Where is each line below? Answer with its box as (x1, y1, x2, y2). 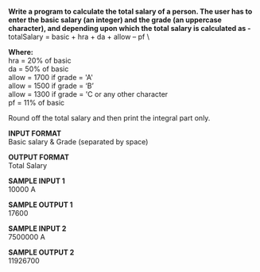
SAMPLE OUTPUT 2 (8, 247, 75, 257)
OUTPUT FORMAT (8, 152, 70, 162)
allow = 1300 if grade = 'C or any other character (8, 90, 169, 98)
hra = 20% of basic (8, 56, 72, 65)
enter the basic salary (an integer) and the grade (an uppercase (8, 15, 223, 25)
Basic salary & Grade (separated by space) (8, 137, 149, 146)
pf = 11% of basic (8, 98, 65, 107)
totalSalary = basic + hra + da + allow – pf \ (8, 32, 149, 41)
